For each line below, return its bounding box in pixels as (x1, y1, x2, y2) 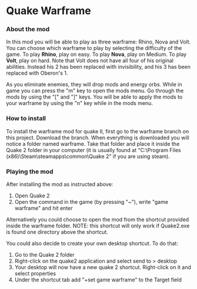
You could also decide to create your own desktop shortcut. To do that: (6, 240, 178, 247)
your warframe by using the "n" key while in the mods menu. (6, 100, 153, 107)
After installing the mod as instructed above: (6, 181, 113, 188)
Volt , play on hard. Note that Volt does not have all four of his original (6, 57, 173, 64)
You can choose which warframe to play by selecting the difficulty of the (6, 45, 182, 52)
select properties (14, 270, 56, 277)
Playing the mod (6, 167, 54, 176)
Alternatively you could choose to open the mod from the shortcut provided (6, 216, 189, 223)
